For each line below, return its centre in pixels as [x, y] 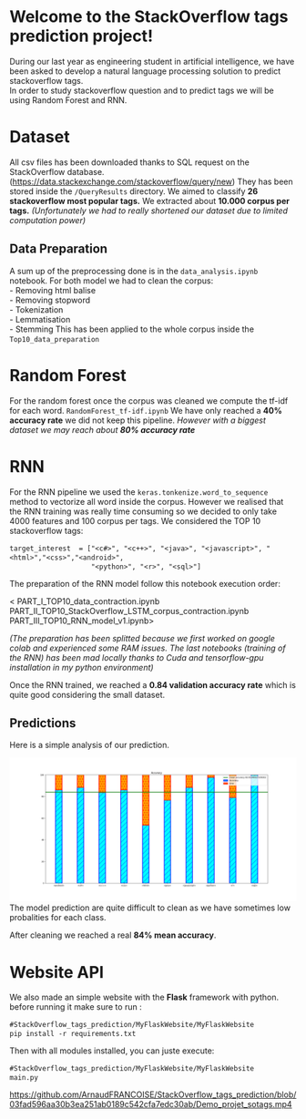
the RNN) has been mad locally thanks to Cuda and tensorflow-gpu [137, 657]
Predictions [43, 723]
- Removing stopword [50, 300]
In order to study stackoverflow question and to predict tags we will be [142, 90]
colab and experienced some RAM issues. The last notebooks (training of [148, 648]
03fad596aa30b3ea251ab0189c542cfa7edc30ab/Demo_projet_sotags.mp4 [151, 1104]
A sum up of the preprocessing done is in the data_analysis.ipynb [134, 271]
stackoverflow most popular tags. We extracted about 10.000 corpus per [149, 200]
